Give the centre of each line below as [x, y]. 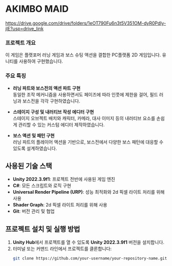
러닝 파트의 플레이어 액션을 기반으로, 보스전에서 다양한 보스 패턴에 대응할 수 [88, 142]
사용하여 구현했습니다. [41, 62]
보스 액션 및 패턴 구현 [34, 135]
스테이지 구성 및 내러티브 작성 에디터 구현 [53, 112]
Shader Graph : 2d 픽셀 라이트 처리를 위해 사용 [60, 205]
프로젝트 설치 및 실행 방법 [43, 229]
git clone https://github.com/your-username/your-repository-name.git [90, 259]
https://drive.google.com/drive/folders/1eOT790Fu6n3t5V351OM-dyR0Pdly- [86, 23]
